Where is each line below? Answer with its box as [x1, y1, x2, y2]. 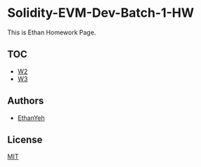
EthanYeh [17, 114, 46, 122]
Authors [7, 95, 44, 107]
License [7, 133, 43, 145]
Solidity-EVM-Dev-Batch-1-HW [7, 5, 195, 21]
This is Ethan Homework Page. [7, 28, 96, 36]
